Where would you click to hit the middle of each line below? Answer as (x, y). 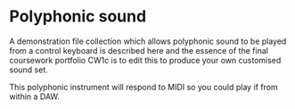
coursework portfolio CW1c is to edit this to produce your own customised (145, 60)
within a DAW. (35, 96)
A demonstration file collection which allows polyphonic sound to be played (148, 41)
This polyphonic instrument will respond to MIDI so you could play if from (143, 87)
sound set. (29, 70)
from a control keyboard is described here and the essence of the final (139, 50)
